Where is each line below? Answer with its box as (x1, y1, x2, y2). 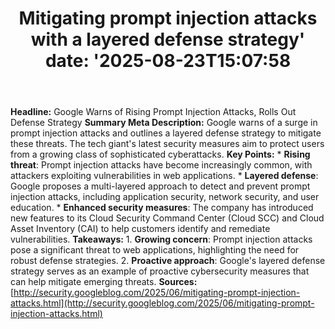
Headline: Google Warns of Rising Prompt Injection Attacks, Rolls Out (10, 106, 297, 118)
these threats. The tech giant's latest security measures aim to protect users (10, 138, 325, 150)
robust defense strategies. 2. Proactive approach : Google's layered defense (10, 255, 326, 267)
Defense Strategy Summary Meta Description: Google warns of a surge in (10, 117, 318, 129)
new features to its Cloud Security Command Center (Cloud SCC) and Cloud (10, 212, 325, 224)
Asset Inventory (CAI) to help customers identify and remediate (10, 223, 271, 235)
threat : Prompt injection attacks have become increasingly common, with (10, 159, 313, 171)
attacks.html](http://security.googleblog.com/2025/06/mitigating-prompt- (10, 297, 315, 309)
